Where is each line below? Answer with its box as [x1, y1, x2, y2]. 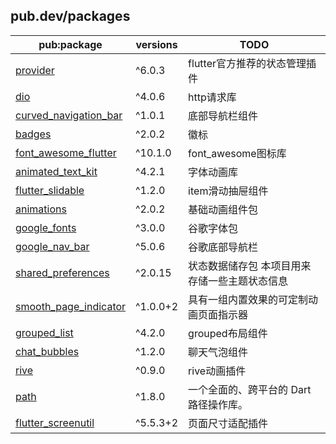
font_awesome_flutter [15, 145, 117, 159]
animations [15, 202, 67, 216]
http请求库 [188, 90, 237, 104]
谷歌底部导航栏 [188, 240, 259, 254]
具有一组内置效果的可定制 [188, 292, 309, 306]
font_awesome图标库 [188, 146, 287, 160]
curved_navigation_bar [15, 108, 123, 122]
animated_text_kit [15, 164, 98, 178]
